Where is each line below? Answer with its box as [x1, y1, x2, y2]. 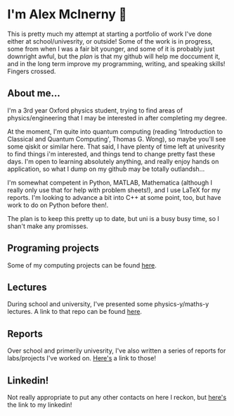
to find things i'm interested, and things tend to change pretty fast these [7, 149, 216, 158]
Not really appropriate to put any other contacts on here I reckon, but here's [7, 393, 227, 401]
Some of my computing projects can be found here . [7, 260, 157, 270]
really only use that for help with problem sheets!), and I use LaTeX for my [7, 186, 221, 194]
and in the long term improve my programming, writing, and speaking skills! [7, 59, 226, 68]
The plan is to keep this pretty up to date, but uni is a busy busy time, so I [7, 214, 220, 222]
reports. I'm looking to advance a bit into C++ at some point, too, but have [7, 193, 221, 201]
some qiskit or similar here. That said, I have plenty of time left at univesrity [7, 142, 225, 151]
